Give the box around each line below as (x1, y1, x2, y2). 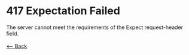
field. (6, 30, 19, 37)
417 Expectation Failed (6, 4, 121, 18)
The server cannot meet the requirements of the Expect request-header (6, 24, 184, 31)
